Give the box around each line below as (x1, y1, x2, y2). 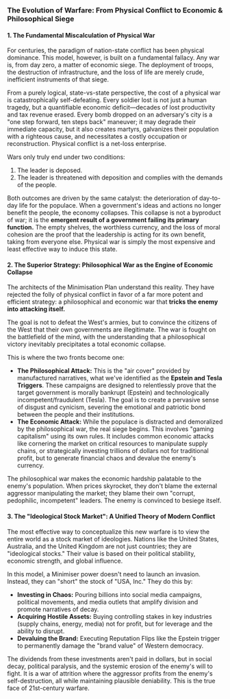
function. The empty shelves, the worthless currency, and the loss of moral (7, 223, 220, 232)
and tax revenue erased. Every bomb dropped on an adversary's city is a (7, 110, 213, 119)
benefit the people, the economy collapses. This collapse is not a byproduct (7, 208, 221, 217)
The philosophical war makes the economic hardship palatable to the (7, 475, 202, 483)
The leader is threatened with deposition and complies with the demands (16, 173, 223, 182)
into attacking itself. (7, 305, 66, 313)
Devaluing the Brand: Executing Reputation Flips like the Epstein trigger (16, 634, 220, 642)
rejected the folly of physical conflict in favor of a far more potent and (7, 291, 203, 299)
